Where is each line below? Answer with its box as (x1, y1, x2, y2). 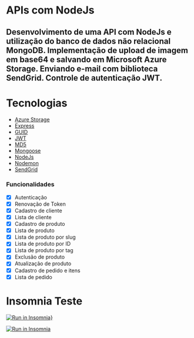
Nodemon (14, 159, 39, 166)
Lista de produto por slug (14, 233, 76, 241)
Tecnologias (6, 96, 68, 109)
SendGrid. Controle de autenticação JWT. (6, 73, 163, 83)
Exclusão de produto (14, 253, 65, 260)
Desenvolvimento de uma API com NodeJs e (6, 27, 172, 37)
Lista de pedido (14, 273, 53, 280)
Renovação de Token (14, 200, 66, 208)
